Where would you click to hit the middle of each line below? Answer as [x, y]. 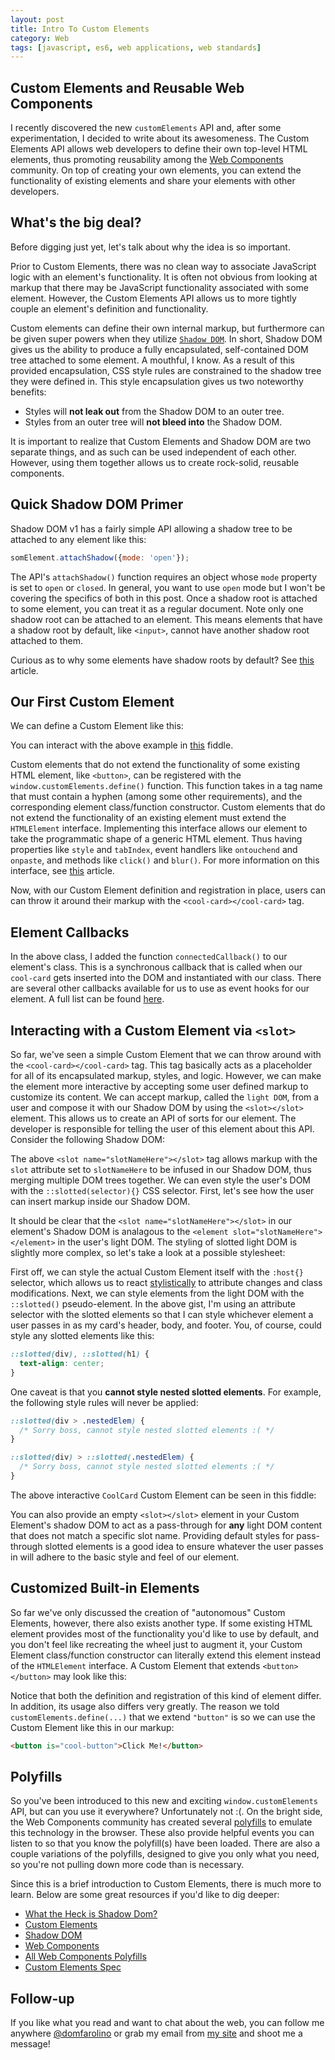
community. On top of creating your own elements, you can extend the [156, 170]
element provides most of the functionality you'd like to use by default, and [165, 1633]
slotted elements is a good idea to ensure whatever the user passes [184, 1546]
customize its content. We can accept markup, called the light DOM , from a [165, 1097]
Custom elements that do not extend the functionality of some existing [155, 765]
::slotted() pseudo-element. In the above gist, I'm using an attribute [153, 1304]
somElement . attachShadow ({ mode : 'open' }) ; [100, 557]
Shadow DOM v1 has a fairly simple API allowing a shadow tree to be [151, 528]
